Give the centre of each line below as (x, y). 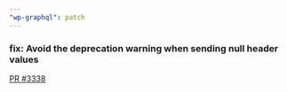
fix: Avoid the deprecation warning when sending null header (143, 48)
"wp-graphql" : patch (48, 17)
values (24, 59)
